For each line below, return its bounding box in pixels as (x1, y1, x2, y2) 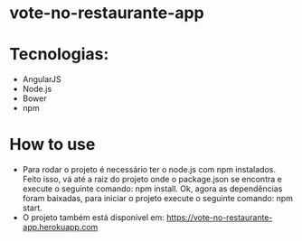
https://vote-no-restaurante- (165, 212, 273, 223)
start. (22, 202, 42, 214)
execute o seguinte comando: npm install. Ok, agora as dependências (22, 183, 283, 194)
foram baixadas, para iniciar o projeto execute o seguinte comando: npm (22, 193, 294, 204)
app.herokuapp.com (22, 222, 99, 233)
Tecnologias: (9, 44, 109, 65)
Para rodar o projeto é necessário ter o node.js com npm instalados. (22, 164, 277, 175)
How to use (9, 134, 96, 155)
